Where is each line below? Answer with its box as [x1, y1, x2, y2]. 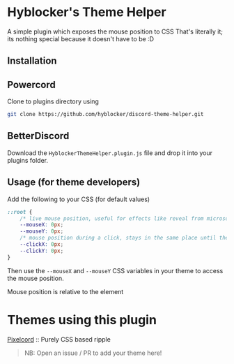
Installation [7, 55, 57, 67]
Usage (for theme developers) [7, 176, 141, 189]
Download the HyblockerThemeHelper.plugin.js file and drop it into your [7, 148, 213, 157]
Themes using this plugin [7, 312, 157, 328]
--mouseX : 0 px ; [19, 221, 64, 228]
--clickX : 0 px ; [19, 241, 64, 248]
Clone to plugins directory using [7, 97, 100, 105]
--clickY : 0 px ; [19, 247, 64, 254]
